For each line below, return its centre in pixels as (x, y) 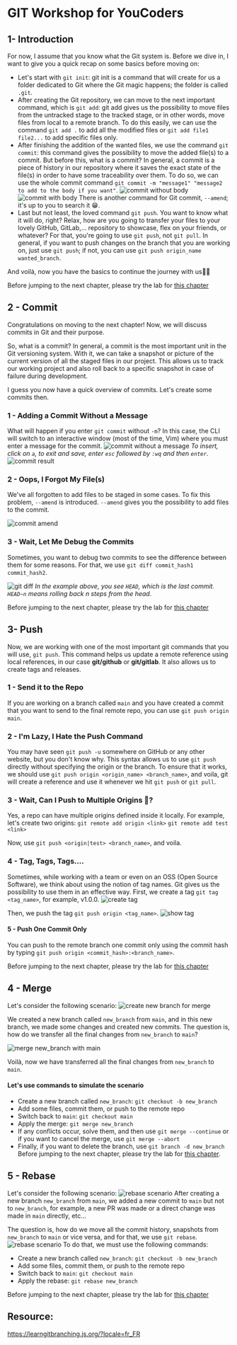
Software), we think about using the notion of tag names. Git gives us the (114, 884)
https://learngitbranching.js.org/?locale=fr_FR (74, 1334)
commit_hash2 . (27, 572)
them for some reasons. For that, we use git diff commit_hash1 (100, 565)
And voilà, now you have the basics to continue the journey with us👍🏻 (109, 271)
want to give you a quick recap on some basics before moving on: (103, 64)
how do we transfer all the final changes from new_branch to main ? (103, 1034)
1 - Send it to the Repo (45, 687)
